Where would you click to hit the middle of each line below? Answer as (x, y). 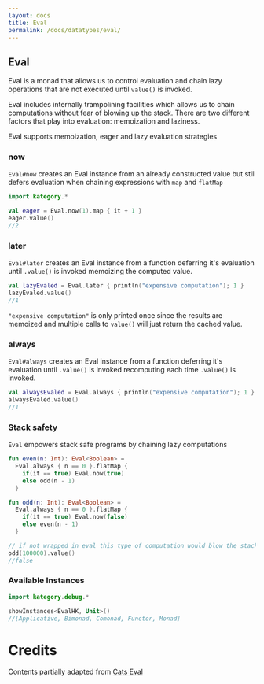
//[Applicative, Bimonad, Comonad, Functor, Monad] (94, 619)
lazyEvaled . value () (40, 293)
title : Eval (27, 23)
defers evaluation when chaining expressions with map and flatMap (116, 183)
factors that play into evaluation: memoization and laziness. (104, 121)
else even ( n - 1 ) (51, 524)
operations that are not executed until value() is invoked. (100, 89)
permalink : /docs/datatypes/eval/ (65, 30)
